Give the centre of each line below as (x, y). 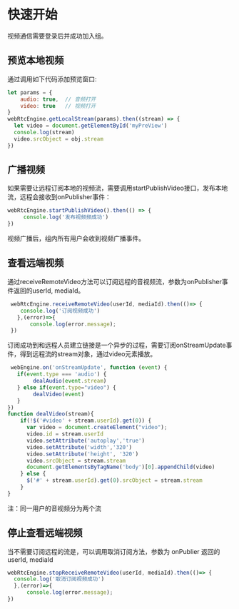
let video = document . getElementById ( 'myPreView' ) (91, 126)
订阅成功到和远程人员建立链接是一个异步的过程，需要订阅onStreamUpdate (117, 345)
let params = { (30, 92)
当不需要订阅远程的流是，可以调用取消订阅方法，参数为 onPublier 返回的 (114, 551)
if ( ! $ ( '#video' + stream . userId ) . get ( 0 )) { (86, 421)
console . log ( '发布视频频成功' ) (66, 217)
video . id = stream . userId (65, 434)
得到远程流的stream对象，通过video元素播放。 (88, 354)
